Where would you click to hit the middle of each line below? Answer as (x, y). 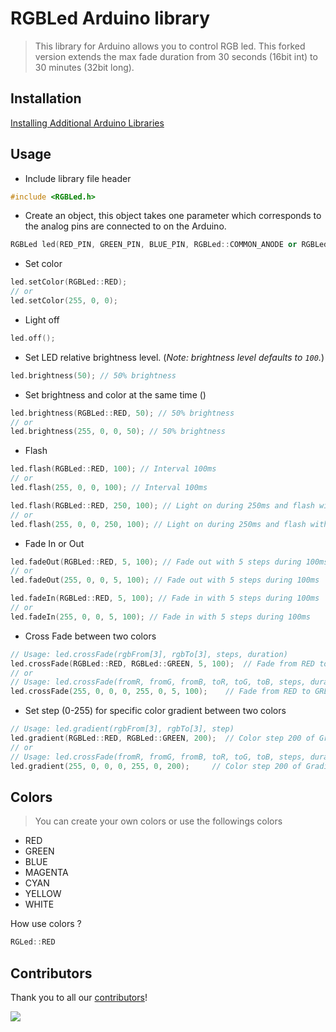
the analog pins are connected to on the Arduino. (125, 226)
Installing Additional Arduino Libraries (87, 123)
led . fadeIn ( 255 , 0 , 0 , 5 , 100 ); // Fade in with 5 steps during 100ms (160, 617)
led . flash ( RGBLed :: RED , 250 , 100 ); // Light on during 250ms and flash (162, 505)
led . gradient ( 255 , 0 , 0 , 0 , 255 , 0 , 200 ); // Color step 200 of (156, 766)
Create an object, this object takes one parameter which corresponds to (173, 216)
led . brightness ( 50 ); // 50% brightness (93, 375)
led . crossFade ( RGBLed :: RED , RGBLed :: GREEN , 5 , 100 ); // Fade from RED (162, 663)
